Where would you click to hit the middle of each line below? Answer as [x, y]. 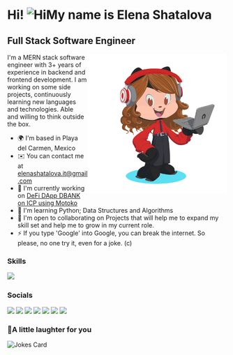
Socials [20, 295]
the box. [19, 124]
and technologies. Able [40, 109]
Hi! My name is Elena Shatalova [110, 15]
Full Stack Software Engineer [72, 41]
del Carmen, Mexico [46, 148]
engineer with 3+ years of [44, 65]
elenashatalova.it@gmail [52, 173]
